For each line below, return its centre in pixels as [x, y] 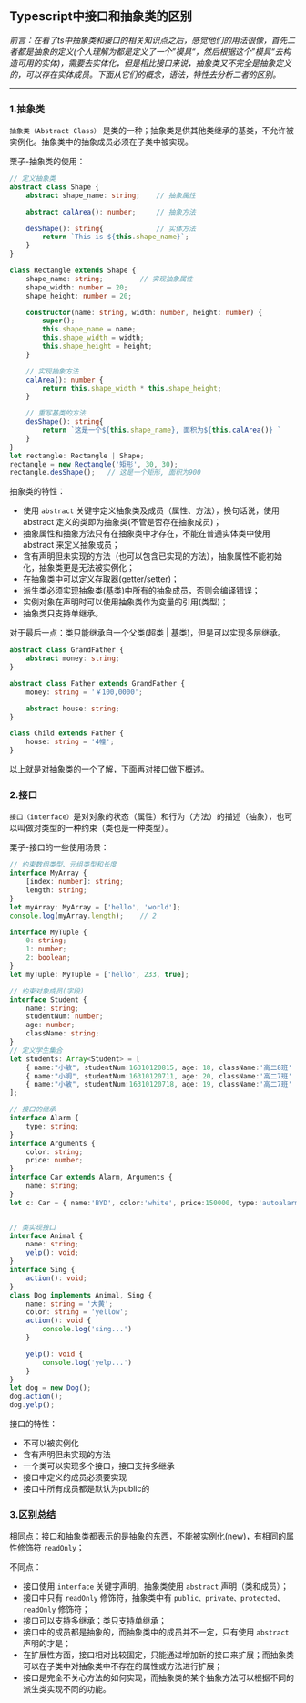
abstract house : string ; [73, 709]
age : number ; [51, 1025]
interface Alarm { [44, 1118]
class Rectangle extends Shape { [73, 271]
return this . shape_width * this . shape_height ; [132, 388]
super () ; [59, 321]
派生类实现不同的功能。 [66, 1689]
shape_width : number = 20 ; [77, 287]
